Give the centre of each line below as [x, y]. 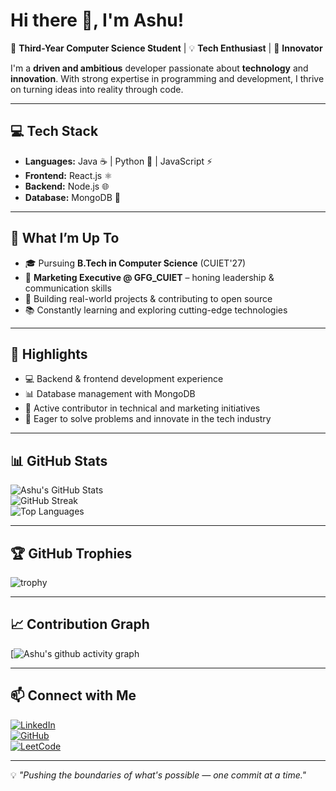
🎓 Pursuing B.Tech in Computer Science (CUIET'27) [135, 263]
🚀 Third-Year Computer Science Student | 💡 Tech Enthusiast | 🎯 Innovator [166, 48]
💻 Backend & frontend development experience [124, 379]
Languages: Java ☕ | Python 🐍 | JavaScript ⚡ [118, 161]
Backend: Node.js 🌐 [67, 186]
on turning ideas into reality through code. [97, 89]
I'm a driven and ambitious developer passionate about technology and [159, 68]
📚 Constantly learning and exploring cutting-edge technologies [156, 310]
